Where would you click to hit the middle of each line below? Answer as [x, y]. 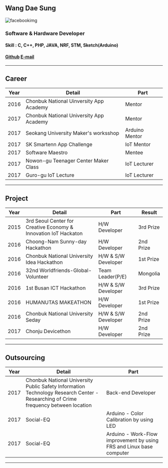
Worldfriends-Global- [65, 270]
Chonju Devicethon [48, 332]
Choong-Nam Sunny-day [56, 242]
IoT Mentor [138, 144]
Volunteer [37, 277]
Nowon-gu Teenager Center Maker [67, 161]
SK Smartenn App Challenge [59, 144]
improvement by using [132, 440]
